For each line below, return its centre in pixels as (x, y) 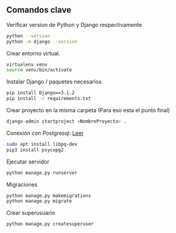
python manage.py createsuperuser (50, 224)
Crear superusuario (31, 213)
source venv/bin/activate (39, 70)
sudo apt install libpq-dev (42, 144)
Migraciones (22, 184)
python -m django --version (42, 41)
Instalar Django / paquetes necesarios (54, 82)
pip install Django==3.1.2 (40, 93)
